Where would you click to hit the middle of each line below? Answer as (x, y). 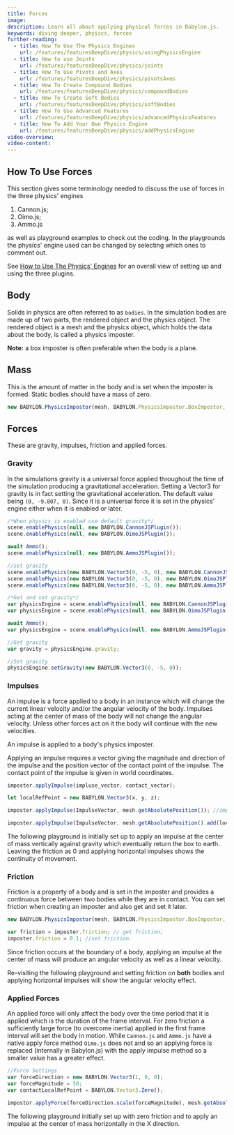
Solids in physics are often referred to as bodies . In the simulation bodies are (117, 312)
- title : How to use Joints (54, 59)
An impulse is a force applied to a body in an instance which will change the (116, 701)
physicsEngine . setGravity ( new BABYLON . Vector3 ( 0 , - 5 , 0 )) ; (95, 668)
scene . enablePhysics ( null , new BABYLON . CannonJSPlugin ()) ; (95, 527)
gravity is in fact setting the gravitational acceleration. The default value (110, 493)
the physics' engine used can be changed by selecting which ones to (107, 245)
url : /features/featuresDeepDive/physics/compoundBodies (104, 91)
